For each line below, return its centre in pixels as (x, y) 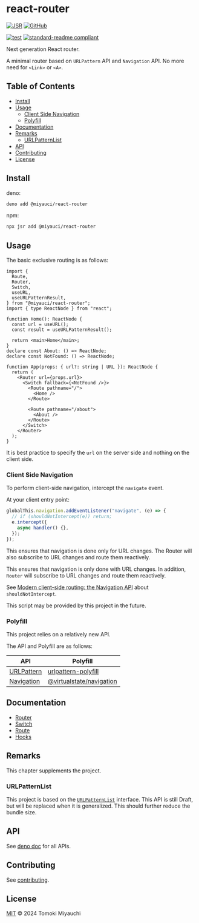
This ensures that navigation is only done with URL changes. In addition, (96, 569)
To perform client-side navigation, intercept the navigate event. (85, 488)
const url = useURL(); (40, 325)
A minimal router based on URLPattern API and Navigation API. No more (95, 61)
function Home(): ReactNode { (44, 319)
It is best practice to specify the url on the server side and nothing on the (98, 453)
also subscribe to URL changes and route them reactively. (78, 557)
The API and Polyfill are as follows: (49, 646)
